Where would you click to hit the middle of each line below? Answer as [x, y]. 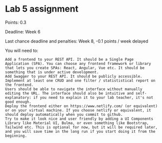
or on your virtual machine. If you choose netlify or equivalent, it [78, 110]
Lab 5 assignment [42, 9]
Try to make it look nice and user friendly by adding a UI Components [79, 119]
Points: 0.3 [16, 22]
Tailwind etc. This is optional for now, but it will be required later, [81, 127]
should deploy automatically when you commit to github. [64, 114]
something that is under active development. [52, 72]
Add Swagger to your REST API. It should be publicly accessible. [74, 76]
